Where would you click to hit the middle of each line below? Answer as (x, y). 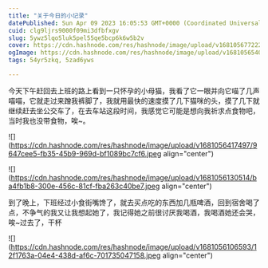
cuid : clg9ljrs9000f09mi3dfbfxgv (64, 30)
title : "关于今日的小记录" (48, 16)
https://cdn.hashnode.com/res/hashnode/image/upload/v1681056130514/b (134, 177)
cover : (19, 45)
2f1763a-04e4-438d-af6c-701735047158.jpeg (85, 255)
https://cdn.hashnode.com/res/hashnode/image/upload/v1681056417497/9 (134, 145)
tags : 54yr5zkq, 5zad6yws (51, 61)
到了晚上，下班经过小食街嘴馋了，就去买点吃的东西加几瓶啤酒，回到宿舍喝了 (134, 202)
